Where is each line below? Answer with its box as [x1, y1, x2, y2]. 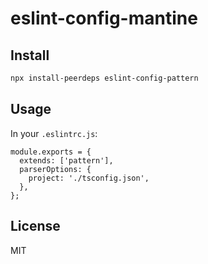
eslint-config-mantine [10, 7, 198, 30]
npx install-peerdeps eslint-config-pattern [10, 73, 199, 83]
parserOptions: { [19, 164, 92, 174]
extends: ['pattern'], [19, 155, 114, 166]
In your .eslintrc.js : [10, 127, 98, 139]
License [10, 218, 61, 235]
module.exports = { [10, 147, 92, 157]
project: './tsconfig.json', [28, 173, 150, 183]
